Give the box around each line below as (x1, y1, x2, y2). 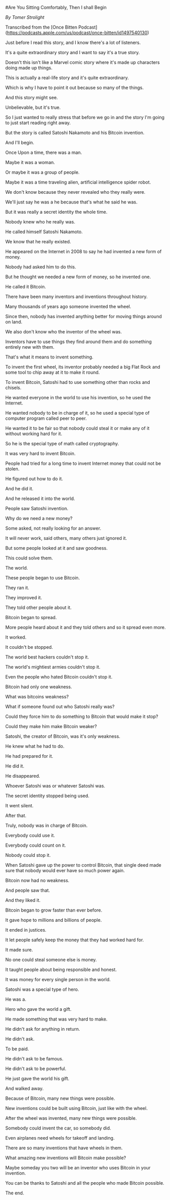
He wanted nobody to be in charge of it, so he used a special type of (5, 410, 150, 416)
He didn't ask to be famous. (5, 1056, 64, 1061)
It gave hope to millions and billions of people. (5, 917, 102, 923)
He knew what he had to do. (5, 743, 65, 749)
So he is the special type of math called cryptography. (5, 441, 119, 446)
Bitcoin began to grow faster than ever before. (5, 907, 103, 913)
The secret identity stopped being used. (5, 793, 90, 799)
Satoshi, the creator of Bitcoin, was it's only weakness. (5, 733, 120, 739)
